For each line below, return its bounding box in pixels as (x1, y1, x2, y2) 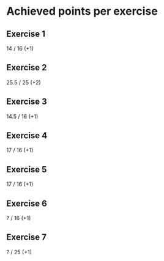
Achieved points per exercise (6, 4, 158, 18)
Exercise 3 (6, 97, 47, 107)
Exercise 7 (6, 232, 47, 243)
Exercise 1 (6, 29, 46, 39)
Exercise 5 (6, 164, 47, 175)
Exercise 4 (6, 130, 48, 141)
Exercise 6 (6, 198, 47, 208)
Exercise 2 (6, 62, 47, 73)
